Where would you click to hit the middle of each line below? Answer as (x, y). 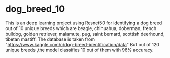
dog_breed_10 (35, 9)
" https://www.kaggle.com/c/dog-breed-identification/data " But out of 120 (82, 44)
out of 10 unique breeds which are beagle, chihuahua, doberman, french (81, 28)
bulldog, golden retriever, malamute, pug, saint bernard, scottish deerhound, (85, 34)
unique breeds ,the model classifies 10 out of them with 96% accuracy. (79, 50)
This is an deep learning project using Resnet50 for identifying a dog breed (84, 23)
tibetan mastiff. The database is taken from (50, 39)
